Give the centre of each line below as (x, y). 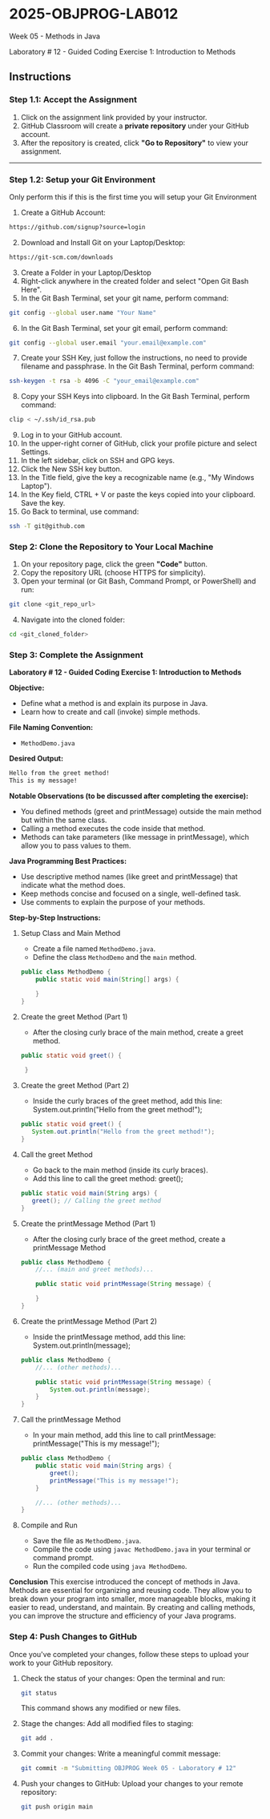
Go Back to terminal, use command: (80, 512)
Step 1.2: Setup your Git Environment (82, 179)
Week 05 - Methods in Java (55, 36)
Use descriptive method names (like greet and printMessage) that (129, 877)
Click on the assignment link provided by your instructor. (114, 117)
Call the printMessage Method (71, 1420)
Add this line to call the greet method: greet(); (108, 1178)
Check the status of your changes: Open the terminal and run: (123, 1678)
